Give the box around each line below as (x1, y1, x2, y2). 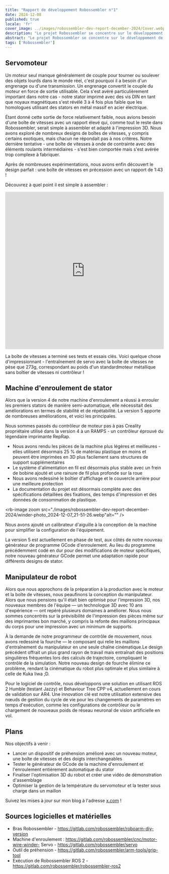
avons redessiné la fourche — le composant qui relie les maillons (5, 639, 140, 645)
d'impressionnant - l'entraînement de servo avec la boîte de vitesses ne (5, 358, 154, 365)
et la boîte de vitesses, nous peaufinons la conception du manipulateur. (5, 592, 153, 598)
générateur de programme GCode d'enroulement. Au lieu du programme (5, 542, 155, 548)
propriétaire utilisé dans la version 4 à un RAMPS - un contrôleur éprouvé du (5, 428, 163, 434)
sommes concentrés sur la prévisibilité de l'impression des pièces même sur (5, 613, 163, 619)
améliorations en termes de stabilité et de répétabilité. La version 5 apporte (5, 408, 161, 414)
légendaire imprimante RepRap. (5, 433, 70, 440)
